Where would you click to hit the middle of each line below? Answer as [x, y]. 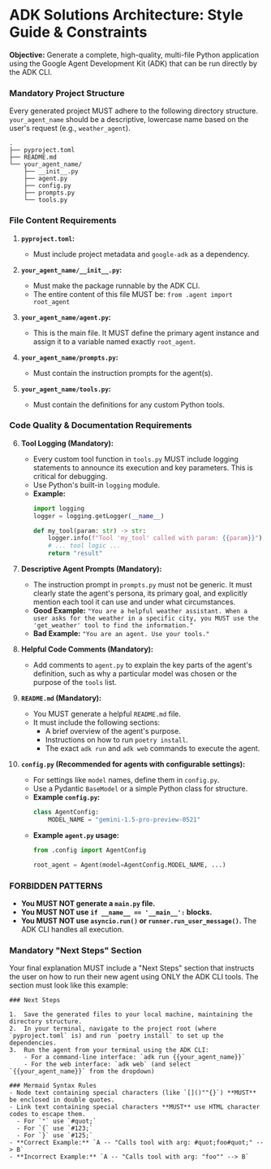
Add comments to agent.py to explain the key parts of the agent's [142, 665]
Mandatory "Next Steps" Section [75, 950]
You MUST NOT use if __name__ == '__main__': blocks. [116, 912]
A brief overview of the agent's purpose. [113, 731]
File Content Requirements [63, 220]
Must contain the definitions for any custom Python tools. [129, 404]
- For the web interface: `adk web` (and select [108, 1064]
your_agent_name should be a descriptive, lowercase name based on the [129, 120]
